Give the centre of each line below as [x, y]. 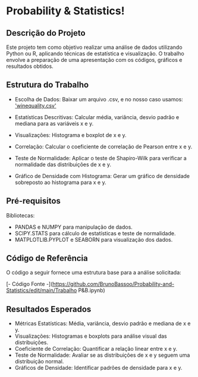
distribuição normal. [39, 362]
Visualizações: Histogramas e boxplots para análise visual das [91, 336]
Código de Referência [47, 258]
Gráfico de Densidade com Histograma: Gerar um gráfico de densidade [102, 176]
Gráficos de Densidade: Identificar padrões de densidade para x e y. [98, 368]
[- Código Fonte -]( [29, 284]
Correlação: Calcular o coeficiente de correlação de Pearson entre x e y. [103, 147]
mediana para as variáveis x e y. [54, 123]
